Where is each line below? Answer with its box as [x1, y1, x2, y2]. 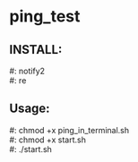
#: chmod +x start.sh [9, 134, 87, 145]
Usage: [9, 101, 51, 116]
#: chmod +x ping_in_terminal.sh [9, 124, 130, 135]
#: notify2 [9, 65, 46, 76]
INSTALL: [9, 42, 63, 57]
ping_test [9, 6, 81, 27]
